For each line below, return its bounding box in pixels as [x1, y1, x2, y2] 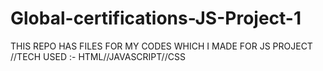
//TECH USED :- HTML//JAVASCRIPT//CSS [10, 50, 186, 62]
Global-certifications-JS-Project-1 [10, 7, 302, 30]
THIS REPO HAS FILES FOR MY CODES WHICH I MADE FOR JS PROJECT [10, 40, 313, 52]
